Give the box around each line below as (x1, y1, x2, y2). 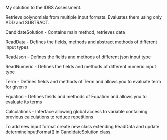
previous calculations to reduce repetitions (5, 114, 94, 120)
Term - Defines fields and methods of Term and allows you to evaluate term (5, 79, 161, 84)
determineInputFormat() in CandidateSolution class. (5, 129, 112, 135)
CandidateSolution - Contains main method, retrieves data (5, 29, 125, 35)
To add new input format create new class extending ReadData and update (5, 124, 160, 129)
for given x (5, 84, 28, 90)
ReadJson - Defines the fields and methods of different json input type (5, 54, 151, 60)
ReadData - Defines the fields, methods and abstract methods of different (5, 39, 157, 45)
